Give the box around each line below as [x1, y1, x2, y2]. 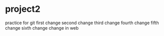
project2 [5, 3, 41, 15]
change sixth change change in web [5, 25, 79, 31]
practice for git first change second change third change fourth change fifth [5, 20, 159, 26]
